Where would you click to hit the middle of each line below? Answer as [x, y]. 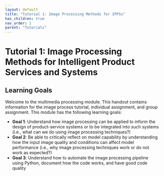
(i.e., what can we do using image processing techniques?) [71, 132]
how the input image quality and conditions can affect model [73, 142]
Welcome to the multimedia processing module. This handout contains [76, 102]
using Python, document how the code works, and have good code [80, 163]
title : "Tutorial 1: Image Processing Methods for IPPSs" [65, 14]
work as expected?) [32, 153]
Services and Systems [51, 72]
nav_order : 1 [18, 23]
